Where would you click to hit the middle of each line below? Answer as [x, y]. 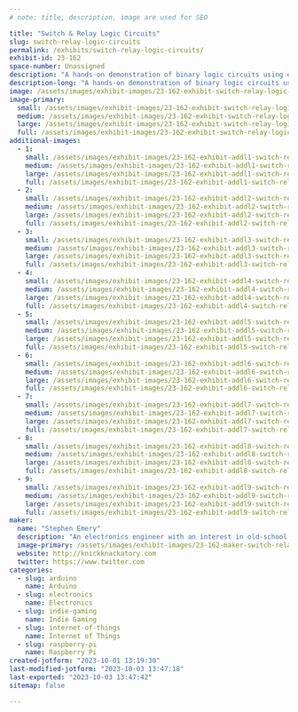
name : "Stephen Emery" [59, 529]
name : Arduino [51, 587]
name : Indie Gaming [61, 619]
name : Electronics [59, 603]
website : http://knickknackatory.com [87, 553]
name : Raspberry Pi [61, 653]
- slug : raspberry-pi [57, 645]
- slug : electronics [55, 595]
